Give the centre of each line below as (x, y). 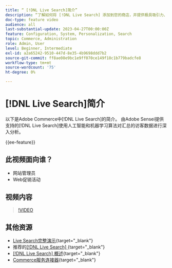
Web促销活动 (27, 179)
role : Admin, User (25, 44)
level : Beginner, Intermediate (39, 48)
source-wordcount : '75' (31, 67)
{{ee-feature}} (21, 142)
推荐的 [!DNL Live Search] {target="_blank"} (59, 247)
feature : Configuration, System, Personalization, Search (69, 34)
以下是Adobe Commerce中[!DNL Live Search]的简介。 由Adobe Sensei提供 (85, 119)
